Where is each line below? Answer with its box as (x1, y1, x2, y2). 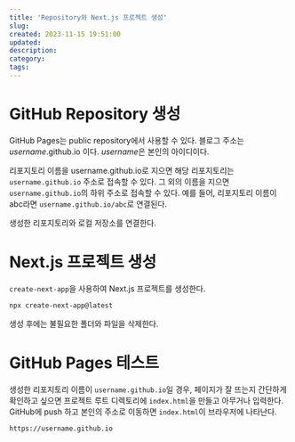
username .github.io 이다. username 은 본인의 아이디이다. (9, 146, 210, 157)
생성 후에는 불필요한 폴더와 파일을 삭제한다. (9, 318, 159, 329)
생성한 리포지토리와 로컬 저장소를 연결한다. (9, 217, 157, 228)
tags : (9, 63, 29, 72)
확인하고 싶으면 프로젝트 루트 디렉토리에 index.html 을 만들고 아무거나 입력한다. (9, 395, 284, 405)
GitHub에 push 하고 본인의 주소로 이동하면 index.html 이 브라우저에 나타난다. (9, 406, 277, 417)
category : (9, 54, 46, 63)
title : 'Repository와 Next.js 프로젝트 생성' (9, 12, 168, 22)
